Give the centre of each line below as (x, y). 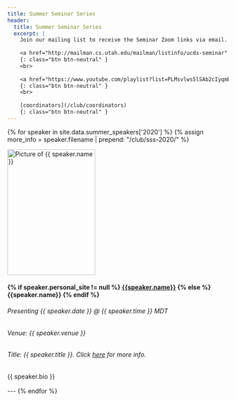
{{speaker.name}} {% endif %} (53, 295)
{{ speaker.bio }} (31, 376)
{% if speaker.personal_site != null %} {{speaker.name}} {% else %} (109, 287)
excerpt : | (29, 33)
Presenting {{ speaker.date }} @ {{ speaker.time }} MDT (88, 311)
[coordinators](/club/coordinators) (74, 106)
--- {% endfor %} (33, 390)
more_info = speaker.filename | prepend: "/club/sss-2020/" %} (98, 139)
